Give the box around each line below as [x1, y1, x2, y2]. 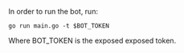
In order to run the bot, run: [8, 7, 99, 16]
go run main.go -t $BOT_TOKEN [8, 22, 110, 30]
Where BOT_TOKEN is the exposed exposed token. [8, 36, 177, 45]
